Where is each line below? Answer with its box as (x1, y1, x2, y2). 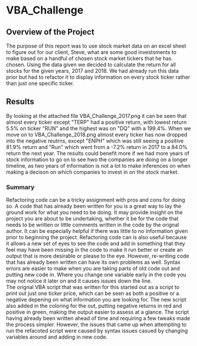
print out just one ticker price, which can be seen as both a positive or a (6, 290, 179, 297)
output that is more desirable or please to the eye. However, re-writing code (6, 253, 189, 260)
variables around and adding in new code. (6, 334, 108, 341)
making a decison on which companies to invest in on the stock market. (6, 168, 179, 175)
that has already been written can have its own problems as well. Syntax (6, 259, 181, 266)
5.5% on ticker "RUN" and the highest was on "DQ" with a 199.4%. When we (6, 124, 192, 132)
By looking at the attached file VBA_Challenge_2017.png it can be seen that (6, 112, 186, 119)
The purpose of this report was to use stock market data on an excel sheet (6, 42, 186, 49)
